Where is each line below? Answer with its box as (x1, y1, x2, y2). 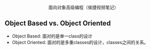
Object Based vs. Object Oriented (4, 19, 111, 27)
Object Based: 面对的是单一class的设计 (11, 33, 93, 39)
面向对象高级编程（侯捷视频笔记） (48, 4, 118, 10)
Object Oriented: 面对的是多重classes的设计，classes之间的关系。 (11, 39, 148, 45)
